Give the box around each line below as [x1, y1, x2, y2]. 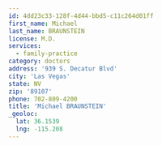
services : [8, 42, 42, 50]
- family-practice [15, 49, 79, 58]
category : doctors [8, 58, 70, 66]
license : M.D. [8, 34, 57, 43]
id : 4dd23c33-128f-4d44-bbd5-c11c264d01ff [8, 11, 154, 20]
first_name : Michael [8, 19, 79, 28]
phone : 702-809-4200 [8, 95, 79, 103]
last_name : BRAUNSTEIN [8, 27, 85, 35]
